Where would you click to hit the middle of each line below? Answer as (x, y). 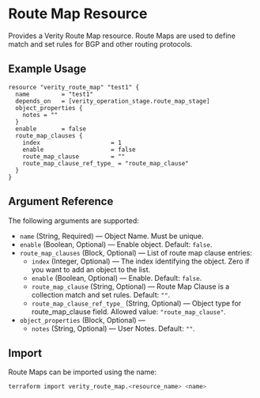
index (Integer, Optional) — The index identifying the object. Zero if (140, 261)
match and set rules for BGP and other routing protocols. (100, 44)
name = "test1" (54, 94)
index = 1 (72, 142)
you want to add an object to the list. (91, 269)
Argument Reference (61, 201)
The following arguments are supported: (74, 220)
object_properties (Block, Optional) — (83, 320)
